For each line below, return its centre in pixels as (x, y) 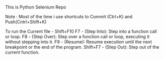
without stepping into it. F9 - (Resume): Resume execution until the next (79, 42)
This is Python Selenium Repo (36, 7)
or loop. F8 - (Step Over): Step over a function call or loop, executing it (78, 37)
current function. (22, 52)
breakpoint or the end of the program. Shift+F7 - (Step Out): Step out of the (82, 47)
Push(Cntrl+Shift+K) (26, 22)
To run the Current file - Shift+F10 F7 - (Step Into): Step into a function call (81, 31)
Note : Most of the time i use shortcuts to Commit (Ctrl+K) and (69, 16)
